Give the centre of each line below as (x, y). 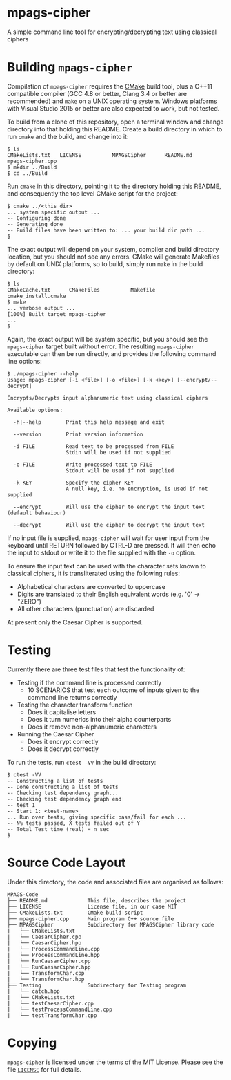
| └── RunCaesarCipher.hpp (49, 967)
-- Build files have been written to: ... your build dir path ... (106, 230)
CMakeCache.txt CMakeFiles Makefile (81, 290)
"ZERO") (29, 601)
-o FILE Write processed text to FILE (83, 465)
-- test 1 (21, 805)
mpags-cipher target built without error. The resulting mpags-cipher (101, 346)
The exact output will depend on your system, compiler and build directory (113, 249)
